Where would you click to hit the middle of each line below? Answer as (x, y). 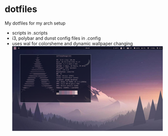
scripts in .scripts (30, 33)
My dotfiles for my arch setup (35, 23)
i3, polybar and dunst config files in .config (56, 38)
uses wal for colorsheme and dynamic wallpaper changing (72, 43)
